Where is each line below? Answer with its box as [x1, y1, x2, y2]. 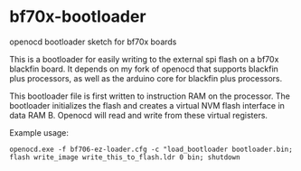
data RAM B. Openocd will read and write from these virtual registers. [9, 109, 268, 120]
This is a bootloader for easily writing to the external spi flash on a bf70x [9, 53, 279, 64]
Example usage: [9, 127, 70, 138]
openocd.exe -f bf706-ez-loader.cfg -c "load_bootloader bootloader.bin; [9, 145, 294, 154]
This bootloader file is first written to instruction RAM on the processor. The [9, 90, 291, 101]
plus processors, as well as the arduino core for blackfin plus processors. [9, 72, 283, 83]
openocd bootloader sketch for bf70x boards [9, 36, 177, 47]
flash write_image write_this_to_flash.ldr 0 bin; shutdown [9, 152, 241, 162]
